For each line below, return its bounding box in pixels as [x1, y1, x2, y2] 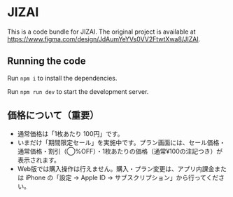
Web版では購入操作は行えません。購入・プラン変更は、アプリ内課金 [17, 164, 215, 172]
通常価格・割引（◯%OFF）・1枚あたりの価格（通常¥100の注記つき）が [17, 147, 223, 155]
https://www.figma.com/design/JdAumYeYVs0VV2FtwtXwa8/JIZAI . [7, 34, 201, 43]
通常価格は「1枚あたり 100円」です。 [17, 129, 124, 137]
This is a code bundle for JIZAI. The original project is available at [7, 27, 196, 36]
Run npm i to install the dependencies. [7, 74, 118, 82]
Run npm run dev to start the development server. [7, 87, 149, 95]
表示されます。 [17, 156, 61, 164]
